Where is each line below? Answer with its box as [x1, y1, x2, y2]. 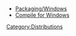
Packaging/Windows [15, 5, 67, 12]
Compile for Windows [15, 11, 70, 19]
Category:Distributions [6, 23, 63, 30]
